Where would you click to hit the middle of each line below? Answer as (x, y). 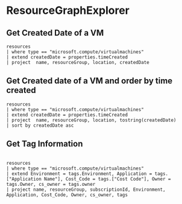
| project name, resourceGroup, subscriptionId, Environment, (86, 190)
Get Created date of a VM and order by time (89, 81)
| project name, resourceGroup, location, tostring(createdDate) (91, 120)
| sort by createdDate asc (40, 125)
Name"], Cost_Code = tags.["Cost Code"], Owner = (108, 179)
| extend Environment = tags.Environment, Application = (79, 174)
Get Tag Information (45, 144)
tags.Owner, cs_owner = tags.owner (51, 184)
